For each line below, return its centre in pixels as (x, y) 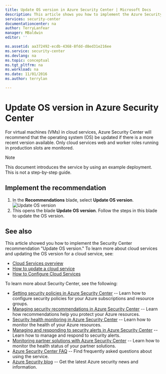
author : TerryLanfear (27, 28)
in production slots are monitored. (40, 148)
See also (19, 231)
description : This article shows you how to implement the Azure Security (84, 14)
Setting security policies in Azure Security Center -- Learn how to (79, 293)
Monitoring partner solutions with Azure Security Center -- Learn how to (86, 341)
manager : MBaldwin (24, 33)
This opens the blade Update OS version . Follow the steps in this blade (85, 210)
